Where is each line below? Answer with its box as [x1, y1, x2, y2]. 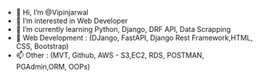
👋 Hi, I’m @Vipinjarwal [15, 8, 89, 17]
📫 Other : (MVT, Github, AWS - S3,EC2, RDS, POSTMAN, [15, 50, 205, 60]
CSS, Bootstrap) [15, 41, 69, 51]
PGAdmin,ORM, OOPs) [15, 62, 90, 71]
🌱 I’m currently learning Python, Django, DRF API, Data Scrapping [15, 25, 231, 34]
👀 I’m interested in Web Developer [15, 16, 129, 26]
